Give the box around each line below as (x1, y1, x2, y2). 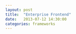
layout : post (5, 7, 33, 12)
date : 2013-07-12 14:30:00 (5, 16, 67, 21)
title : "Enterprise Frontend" (5, 12, 71, 17)
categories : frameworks (5, 21, 56, 26)
